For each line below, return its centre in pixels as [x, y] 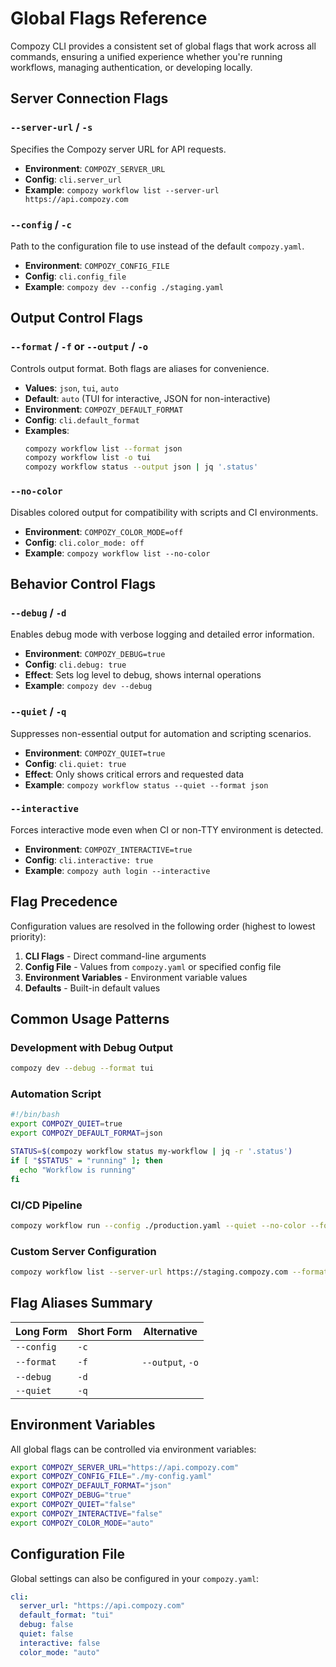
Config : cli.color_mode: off [84, 542]
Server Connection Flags [89, 98]
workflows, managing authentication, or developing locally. [131, 67]
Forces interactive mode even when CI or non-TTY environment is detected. [167, 829]
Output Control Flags [76, 318]
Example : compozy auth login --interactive [117, 870]
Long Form [41, 1331]
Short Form [105, 1331]
